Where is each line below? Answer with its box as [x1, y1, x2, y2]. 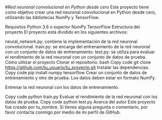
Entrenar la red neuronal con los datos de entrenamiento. [5, 84, 119, 90]
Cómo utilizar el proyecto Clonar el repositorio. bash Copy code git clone [5, 60, 151, 65]
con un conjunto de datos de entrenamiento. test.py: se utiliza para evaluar [5, 49, 155, 55]
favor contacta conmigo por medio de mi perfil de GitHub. [5, 109, 121, 115]
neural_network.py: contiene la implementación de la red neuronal [5, 39, 138, 44]
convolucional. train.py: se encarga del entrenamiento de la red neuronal [5, 44, 150, 49]
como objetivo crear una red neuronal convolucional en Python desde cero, [5, 9, 157, 15]
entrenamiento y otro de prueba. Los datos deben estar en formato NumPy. [5, 75, 156, 80]
